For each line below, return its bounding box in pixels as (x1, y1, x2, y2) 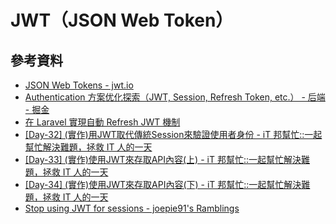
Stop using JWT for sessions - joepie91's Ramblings (24, 202, 240, 214)
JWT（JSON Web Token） (10, 9, 234, 32)
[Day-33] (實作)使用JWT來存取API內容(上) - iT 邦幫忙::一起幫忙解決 (24, 154, 302, 165)
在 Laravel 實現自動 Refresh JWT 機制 (24, 116, 181, 128)
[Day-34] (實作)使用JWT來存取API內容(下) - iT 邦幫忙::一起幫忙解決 (24, 179, 302, 190)
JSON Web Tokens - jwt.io (24, 79, 134, 91)
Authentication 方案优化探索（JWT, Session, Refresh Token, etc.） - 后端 (24, 91, 326, 103)
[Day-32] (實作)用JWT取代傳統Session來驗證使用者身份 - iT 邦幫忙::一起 (24, 129, 323, 140)
